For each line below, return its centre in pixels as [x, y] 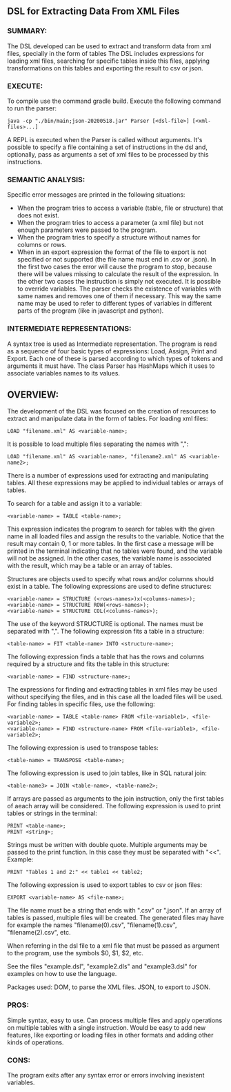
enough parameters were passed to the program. [87, 230]
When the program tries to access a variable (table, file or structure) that [120, 208]
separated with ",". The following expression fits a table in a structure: [106, 632]
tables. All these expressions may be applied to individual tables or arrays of [115, 483]
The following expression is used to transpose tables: [83, 748]
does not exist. [38, 215]
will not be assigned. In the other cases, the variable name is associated [109, 558]
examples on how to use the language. [62, 974]
